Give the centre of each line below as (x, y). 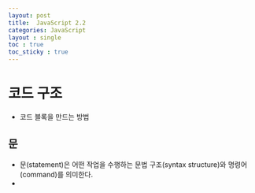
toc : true (26, 45)
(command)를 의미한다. (56, 174)
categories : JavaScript (47, 30)
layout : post (30, 15)
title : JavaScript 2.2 (47, 23)
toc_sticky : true (38, 52)
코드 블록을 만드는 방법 (54, 117)
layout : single (35, 37)
